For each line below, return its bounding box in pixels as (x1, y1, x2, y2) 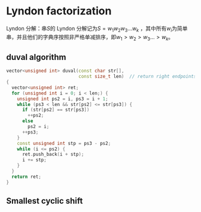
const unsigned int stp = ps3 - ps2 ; (17, 140, 111, 146)
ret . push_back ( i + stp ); (22, 152, 84, 158)
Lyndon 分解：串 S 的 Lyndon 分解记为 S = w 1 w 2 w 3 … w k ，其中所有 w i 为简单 (6, 25, 188, 34)
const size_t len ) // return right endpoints (78, 74, 197, 80)
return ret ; (11, 174, 42, 180)
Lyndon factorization (6, 4, 112, 18)
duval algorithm (6, 52, 66, 62)
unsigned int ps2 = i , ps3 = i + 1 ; (17, 96, 109, 102)
